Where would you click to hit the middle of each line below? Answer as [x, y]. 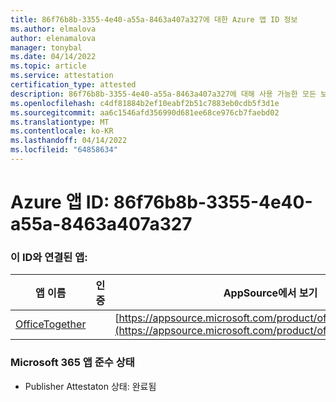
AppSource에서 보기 [270, 293]
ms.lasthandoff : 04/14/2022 [69, 141]
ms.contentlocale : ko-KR [62, 131]
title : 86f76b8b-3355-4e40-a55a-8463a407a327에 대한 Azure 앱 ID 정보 [154, 19]
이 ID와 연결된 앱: [49, 257]
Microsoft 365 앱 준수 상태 [72, 363]
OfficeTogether [51, 324]
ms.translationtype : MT [60, 122]
